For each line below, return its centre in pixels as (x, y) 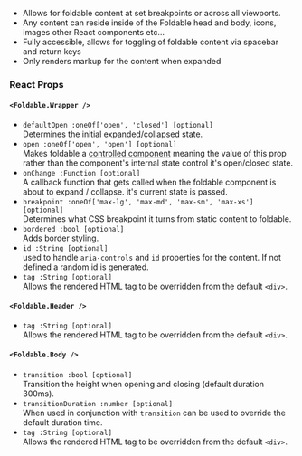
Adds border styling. (61, 238)
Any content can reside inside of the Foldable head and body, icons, (149, 23)
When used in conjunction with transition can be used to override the (154, 413)
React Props (37, 84)
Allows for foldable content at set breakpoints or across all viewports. (152, 13)
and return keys (52, 52)
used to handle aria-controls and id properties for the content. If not (152, 258)
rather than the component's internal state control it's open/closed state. (158, 163)
